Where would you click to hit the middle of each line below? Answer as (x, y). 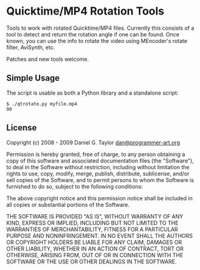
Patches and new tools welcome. (48, 59)
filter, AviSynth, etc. (31, 47)
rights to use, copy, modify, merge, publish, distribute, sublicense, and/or (98, 174)
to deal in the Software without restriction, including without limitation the (98, 167)
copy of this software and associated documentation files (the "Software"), (100, 160)
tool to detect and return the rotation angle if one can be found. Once (93, 34)
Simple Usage (33, 78)
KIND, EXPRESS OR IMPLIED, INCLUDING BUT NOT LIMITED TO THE (92, 223)
